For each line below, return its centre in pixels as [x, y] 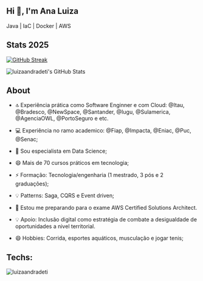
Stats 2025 [28, 45]
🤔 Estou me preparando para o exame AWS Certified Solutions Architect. [106, 208]
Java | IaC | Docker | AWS [39, 26]
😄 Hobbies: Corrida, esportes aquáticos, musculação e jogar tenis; [99, 238]
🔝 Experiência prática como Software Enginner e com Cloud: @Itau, [100, 105]
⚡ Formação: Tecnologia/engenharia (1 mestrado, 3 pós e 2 [89, 175]
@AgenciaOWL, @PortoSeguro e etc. [62, 119]
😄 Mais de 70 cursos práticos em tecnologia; [72, 163]
